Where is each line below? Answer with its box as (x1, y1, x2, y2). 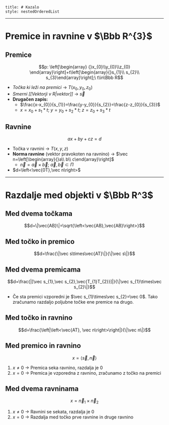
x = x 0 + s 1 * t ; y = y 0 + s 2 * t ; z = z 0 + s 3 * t (20, 107, 111, 114)
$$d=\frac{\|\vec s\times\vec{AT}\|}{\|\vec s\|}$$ (34, 250, 135, 257)
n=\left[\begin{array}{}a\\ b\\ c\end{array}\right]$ (12, 156, 114, 162)
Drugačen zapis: (12, 96, 48, 102)
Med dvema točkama (5, 209, 73, 218)
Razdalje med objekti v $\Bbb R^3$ (5, 189, 153, 201)
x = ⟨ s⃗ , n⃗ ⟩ (72, 355, 97, 361)
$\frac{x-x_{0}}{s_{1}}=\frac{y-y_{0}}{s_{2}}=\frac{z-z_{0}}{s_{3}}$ (20, 101, 160, 108)
